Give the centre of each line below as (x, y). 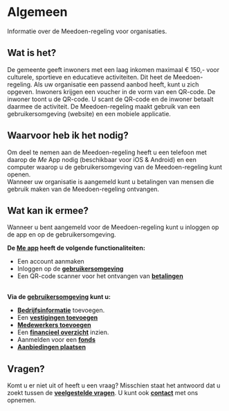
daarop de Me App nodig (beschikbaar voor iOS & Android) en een (102, 159)
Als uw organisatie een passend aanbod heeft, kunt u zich (116, 84)
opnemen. (22, 400)
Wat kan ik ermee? (48, 211)
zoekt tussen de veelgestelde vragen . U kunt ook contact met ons (103, 393)
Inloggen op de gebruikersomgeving (70, 269)
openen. (19, 174)
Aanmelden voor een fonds (56, 340)
